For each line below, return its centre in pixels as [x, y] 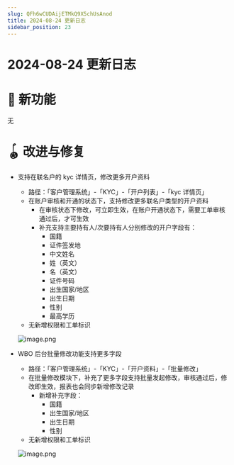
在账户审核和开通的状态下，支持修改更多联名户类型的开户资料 [118, 201]
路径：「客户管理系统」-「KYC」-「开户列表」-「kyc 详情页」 [118, 192]
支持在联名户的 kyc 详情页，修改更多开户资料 [84, 177]
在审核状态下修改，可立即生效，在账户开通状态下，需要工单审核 [132, 210]
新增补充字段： [61, 396]
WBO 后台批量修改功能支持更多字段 [69, 354]
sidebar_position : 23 [39, 27]
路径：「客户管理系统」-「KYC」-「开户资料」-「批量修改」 [115, 369]
